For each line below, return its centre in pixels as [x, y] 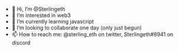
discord [21, 43]
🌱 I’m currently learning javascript [53, 21]
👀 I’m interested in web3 [41, 15]
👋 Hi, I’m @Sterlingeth [38, 9]
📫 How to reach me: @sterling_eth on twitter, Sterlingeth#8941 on [92, 34]
